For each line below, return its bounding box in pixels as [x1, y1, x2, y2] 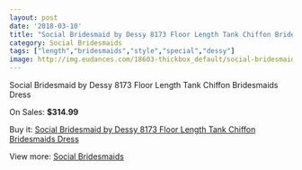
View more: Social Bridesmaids [9, 151, 124, 162]
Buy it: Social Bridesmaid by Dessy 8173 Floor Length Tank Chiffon [9, 124, 256, 135]
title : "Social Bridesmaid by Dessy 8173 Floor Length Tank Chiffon [9, 30, 271, 39]
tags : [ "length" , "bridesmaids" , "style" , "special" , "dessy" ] [9, 47, 235, 56]
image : [9, 55, 34, 64]
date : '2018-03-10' [9, 22, 83, 31]
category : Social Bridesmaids [9, 38, 123, 48]
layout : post [9, 13, 58, 22]
